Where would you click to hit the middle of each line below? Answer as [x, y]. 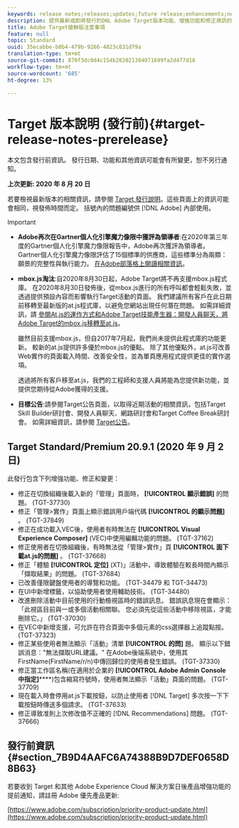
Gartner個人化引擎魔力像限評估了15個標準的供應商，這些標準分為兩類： [122, 255]
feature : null [28, 34]
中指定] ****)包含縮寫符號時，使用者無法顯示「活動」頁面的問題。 [113, 679]
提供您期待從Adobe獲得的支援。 [65, 389]
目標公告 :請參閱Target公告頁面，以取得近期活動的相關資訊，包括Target [122, 404]
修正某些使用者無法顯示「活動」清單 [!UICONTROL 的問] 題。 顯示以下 [121, 644]
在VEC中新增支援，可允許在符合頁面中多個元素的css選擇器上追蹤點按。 [122, 627]
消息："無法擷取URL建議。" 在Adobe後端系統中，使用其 [106, 653]
